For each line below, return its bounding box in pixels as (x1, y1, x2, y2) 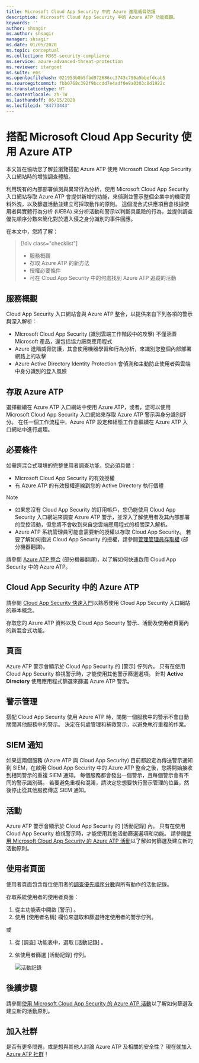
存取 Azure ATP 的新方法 (29, 260, 90, 267)
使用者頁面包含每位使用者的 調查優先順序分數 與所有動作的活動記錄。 (6, 881, 172, 888)
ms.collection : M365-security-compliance (6, 53, 110, 59)
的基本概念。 (6, 607, 37, 614)
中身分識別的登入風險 (14, 368, 67, 375)
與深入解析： (6, 318, 37, 325)
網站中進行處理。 (11, 426, 53, 433)
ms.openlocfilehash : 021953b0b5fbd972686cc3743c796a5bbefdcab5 (6, 75, 166, 81)
